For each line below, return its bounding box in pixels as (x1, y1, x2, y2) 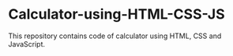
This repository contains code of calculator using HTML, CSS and (8, 31, 222, 40)
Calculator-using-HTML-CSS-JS (8, 5, 225, 23)
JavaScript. (8, 39, 46, 48)
